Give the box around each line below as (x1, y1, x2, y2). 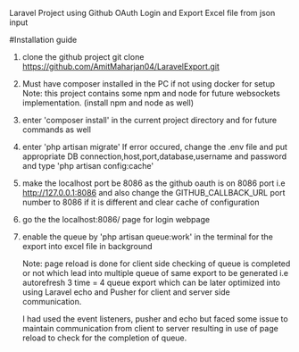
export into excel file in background (21, 241, 154, 251)
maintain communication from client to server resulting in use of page (21, 323, 278, 333)
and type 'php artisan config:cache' (21, 161, 154, 171)
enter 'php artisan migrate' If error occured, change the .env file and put (21, 142, 288, 152)
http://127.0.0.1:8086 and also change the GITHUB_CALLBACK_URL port (21, 188, 286, 197)
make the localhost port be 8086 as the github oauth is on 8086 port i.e (21, 178, 286, 189)
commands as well (21, 124, 92, 135)
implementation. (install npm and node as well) (21, 97, 195, 108)
